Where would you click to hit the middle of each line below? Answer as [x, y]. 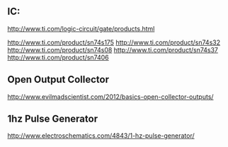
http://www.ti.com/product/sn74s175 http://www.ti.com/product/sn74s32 [114, 42]
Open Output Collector [58, 80]
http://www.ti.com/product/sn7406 [58, 57]
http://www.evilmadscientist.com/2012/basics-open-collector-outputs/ [110, 96]
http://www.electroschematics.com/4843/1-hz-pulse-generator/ [101, 136]
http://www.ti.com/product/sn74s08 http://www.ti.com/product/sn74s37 [113, 49]
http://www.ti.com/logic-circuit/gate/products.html [81, 28]
